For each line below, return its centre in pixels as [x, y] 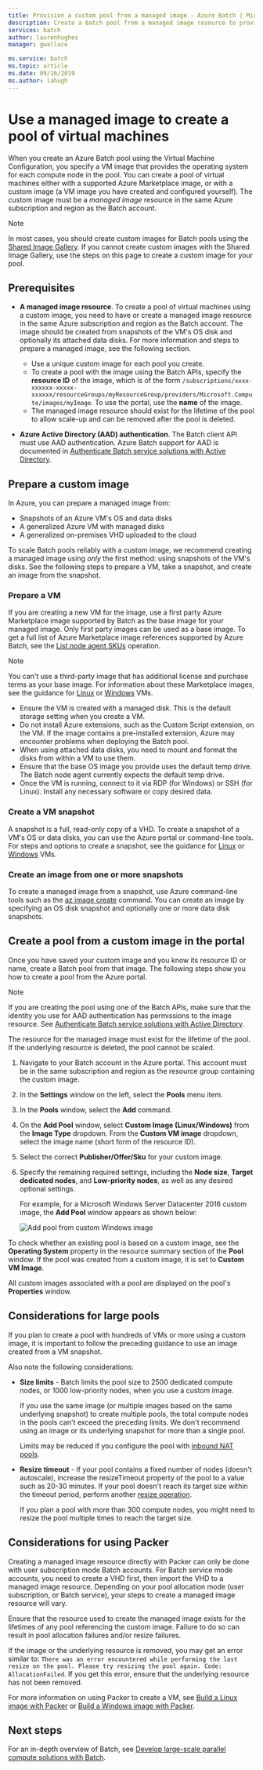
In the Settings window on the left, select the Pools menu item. [121, 1094]
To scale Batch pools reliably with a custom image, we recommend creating [130, 550]
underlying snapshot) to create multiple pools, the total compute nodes [134, 1414]
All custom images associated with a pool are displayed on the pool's [119, 1283]
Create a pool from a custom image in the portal [126, 942]
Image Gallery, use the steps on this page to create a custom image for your [130, 255]
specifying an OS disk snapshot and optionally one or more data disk [119, 908]
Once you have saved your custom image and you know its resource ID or [127, 960]
